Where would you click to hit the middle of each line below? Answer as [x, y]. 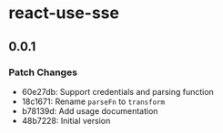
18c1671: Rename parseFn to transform [93, 101]
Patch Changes [43, 72]
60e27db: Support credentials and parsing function [118, 91]
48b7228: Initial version [66, 120]
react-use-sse [64, 13]
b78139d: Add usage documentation [90, 110]
